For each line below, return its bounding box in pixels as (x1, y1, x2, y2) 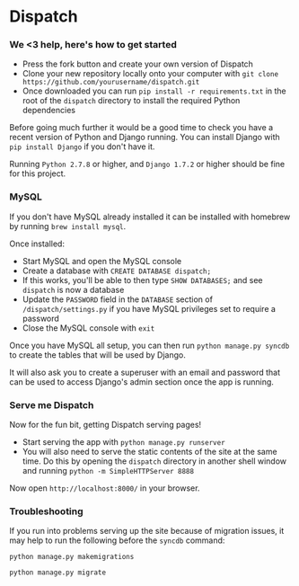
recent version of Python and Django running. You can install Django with (9, 132, 280, 143)
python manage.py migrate (9, 568, 106, 577)
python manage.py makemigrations (9, 553, 135, 562)
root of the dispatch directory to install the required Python (22, 95, 241, 106)
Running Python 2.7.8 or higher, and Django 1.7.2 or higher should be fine (9, 159, 286, 170)
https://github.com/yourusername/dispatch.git (22, 78, 200, 87)
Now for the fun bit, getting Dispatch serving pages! (9, 420, 202, 431)
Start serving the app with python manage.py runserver (22, 437, 226, 448)
